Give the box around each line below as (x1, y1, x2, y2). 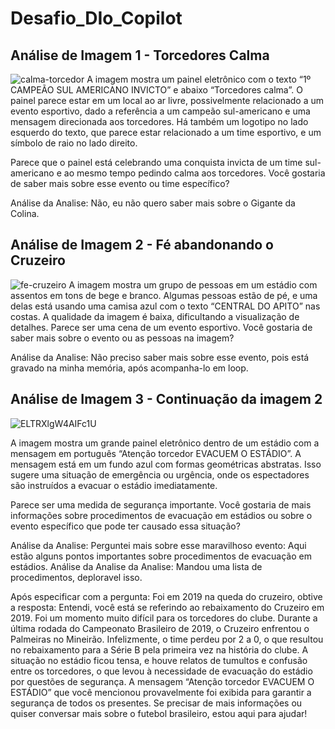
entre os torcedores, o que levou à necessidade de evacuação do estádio (10, 665, 313, 677)
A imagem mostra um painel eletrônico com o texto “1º (86, 73, 312, 85)
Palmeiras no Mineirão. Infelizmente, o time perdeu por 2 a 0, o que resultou (10, 633, 324, 645)
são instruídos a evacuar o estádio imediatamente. (10, 479, 218, 491)
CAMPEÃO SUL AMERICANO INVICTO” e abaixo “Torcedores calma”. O (10, 84, 303, 96)
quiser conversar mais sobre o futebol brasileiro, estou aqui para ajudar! (10, 707, 308, 719)
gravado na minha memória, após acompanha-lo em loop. (10, 362, 249, 374)
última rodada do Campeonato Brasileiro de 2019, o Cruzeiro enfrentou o (10, 622, 310, 634)
